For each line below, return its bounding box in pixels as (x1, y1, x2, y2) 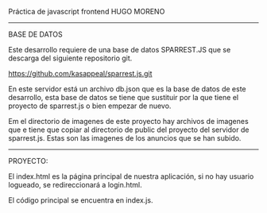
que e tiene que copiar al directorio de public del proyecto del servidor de (8, 125, 250, 134)
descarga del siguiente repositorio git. (8, 53, 133, 63)
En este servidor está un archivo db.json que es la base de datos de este (8, 84, 246, 94)
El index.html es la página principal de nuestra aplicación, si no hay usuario (8, 172, 254, 181)
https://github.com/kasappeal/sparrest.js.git (8, 69, 153, 78)
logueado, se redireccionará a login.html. (8, 180, 142, 189)
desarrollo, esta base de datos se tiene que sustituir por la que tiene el (8, 93, 239, 102)
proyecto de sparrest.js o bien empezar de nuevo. (8, 101, 172, 110)
